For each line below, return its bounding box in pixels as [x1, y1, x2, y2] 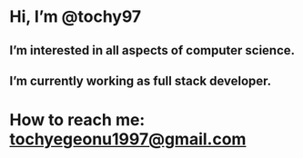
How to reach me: [9, 110, 146, 131]
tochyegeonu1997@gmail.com [9, 129, 247, 150]
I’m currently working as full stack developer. [9, 73, 272, 88]
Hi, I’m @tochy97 [9, 6, 142, 27]
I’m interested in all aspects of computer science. [9, 43, 296, 58]
